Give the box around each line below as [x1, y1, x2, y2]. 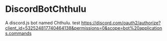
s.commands [5, 30, 32, 36]
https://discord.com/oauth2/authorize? [81, 20, 161, 26]
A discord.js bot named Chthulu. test [5, 20, 81, 26]
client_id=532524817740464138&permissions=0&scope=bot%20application [5, 25, 163, 31]
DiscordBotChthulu [5, 3, 86, 15]
